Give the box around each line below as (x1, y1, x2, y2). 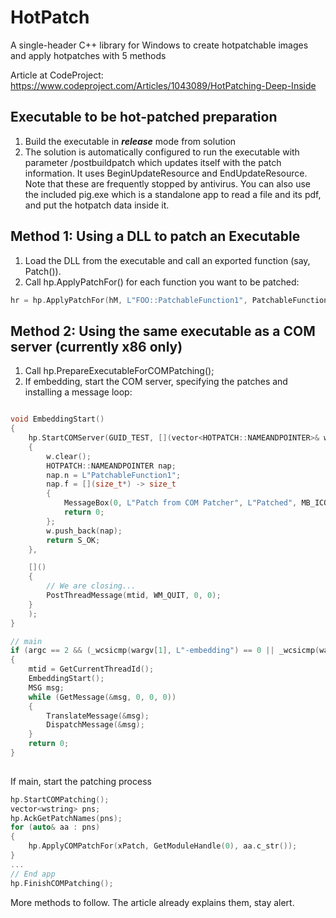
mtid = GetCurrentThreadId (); (28, 664, 155, 675)
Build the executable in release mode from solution (24, 135, 237, 147)
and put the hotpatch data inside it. (24, 199, 170, 211)
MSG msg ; (28, 682, 65, 693)
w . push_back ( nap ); (46, 526, 123, 536)
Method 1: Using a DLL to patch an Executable (10, 228, 301, 245)
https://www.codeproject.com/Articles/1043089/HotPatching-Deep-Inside (10, 79, 317, 91)
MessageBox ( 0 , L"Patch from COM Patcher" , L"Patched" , (63, 498, 298, 508)
